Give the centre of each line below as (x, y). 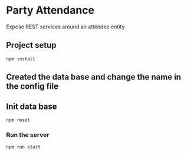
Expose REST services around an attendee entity (65, 27)
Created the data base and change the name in (94, 77)
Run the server (28, 135)
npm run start (24, 147)
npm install (21, 59)
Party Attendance (50, 10)
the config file (32, 86)
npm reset (18, 120)
